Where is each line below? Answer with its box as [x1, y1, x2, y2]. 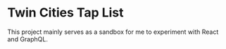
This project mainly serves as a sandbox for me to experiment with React [7, 28, 219, 36]
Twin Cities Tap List [7, 5, 125, 21]
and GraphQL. [7, 35, 48, 43]
